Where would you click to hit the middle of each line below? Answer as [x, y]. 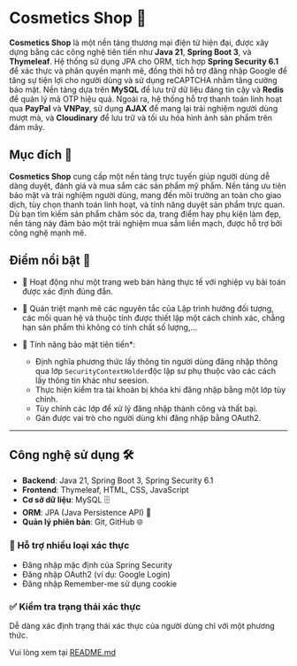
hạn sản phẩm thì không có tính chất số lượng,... [109, 327]
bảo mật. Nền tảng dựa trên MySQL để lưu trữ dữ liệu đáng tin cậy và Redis [147, 89]
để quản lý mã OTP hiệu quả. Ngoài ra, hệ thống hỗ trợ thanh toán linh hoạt [146, 99]
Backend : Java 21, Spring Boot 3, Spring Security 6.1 [118, 480]
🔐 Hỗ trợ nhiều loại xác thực [69, 546]
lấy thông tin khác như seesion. [92, 380]
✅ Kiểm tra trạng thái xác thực [75, 607]
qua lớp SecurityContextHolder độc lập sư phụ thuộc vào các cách [156, 371]
